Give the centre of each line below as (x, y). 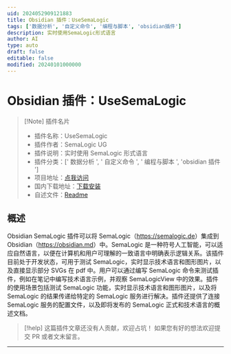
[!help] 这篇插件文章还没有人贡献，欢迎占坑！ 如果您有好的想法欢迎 (119, 328)
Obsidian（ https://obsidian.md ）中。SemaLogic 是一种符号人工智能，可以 (112, 245)
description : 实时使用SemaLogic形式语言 (62, 33)
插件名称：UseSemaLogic (71, 135)
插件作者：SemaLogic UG (70, 144)
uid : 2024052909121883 (40, 13)
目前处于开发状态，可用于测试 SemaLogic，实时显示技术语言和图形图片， (111, 262)
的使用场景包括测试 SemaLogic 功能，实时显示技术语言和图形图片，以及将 (112, 288)
